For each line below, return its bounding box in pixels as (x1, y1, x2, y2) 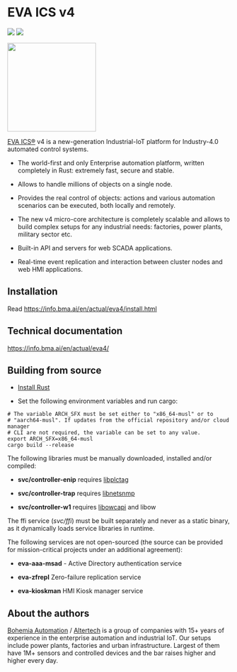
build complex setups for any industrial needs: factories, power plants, (17, 222, 223, 231)
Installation (7, 285, 58, 298)
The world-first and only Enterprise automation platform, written (17, 158, 205, 167)
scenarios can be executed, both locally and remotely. (17, 201, 175, 209)
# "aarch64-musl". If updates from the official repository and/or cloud (7, 417, 230, 424)
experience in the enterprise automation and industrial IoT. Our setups (7, 634, 212, 642)
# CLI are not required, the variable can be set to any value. (7, 429, 201, 436)
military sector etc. (17, 230, 73, 238)
